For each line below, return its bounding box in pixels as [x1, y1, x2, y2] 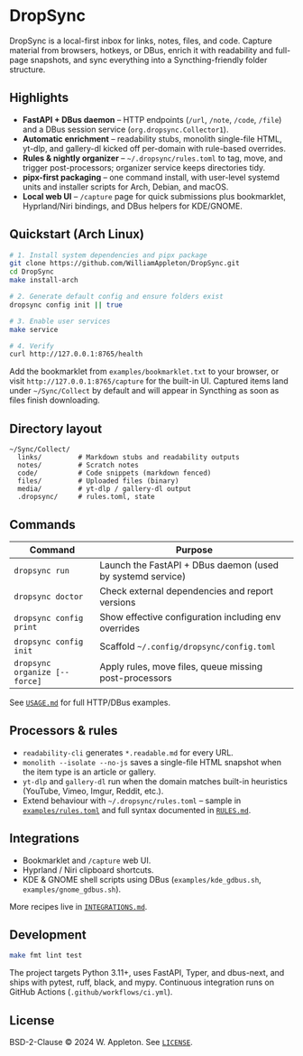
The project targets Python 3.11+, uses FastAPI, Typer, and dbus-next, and [9, 968, 285, 978]
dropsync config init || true [9, 300, 124, 310]
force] [14, 676, 42, 686]
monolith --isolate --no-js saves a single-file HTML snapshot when [22, 756, 282, 767]
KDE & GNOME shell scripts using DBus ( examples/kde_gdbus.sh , [22, 874, 262, 885]
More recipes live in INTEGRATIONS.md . [9, 901, 148, 912]
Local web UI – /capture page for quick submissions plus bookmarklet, [22, 190, 286, 201]
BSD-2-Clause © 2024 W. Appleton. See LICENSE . [9, 1037, 194, 1048]
